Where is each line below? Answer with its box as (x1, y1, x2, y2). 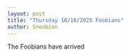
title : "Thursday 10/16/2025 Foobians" (7, 17, 124, 24)
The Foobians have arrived (7, 43, 85, 51)
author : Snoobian (7, 23, 58, 30)
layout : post (7, 10, 46, 17)
